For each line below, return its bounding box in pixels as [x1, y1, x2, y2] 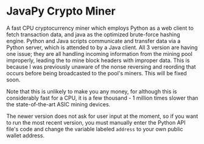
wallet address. [6, 132, 44, 139]
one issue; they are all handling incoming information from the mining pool [6, 50, 193, 57]
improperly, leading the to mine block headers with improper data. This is [6, 57, 190, 64]
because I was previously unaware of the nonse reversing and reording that [6, 63, 196, 70]
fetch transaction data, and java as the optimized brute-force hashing [6, 30, 181, 38]
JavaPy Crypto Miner [6, 4, 116, 18]
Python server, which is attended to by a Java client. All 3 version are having [6, 44, 198, 51]
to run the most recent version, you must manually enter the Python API [6, 118, 186, 126]
